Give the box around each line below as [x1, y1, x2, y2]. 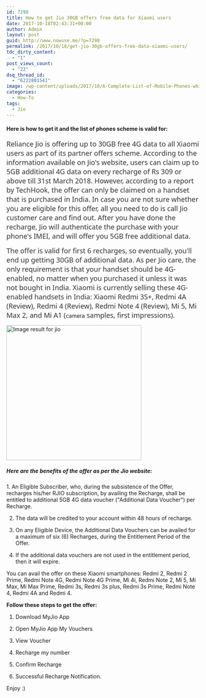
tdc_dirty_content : [6, 49, 56, 55]
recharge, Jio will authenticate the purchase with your [6, 222, 179, 232]
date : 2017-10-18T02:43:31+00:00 [6, 20, 92, 26]
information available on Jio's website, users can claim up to [6, 157, 199, 167]
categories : [6, 89, 37, 95]
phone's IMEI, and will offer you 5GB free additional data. [6, 231, 191, 241]
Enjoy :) [6, 684, 26, 692]
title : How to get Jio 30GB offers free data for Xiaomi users [6, 15, 172, 21]
